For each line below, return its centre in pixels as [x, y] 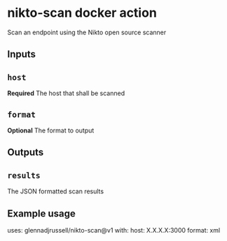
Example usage [41, 213]
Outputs [26, 152]
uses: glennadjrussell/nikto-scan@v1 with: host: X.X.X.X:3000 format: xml [114, 230]
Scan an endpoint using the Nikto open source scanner [87, 32]
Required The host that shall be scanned [66, 93]
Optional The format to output [51, 130]
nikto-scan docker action [82, 13]
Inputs [22, 54]
